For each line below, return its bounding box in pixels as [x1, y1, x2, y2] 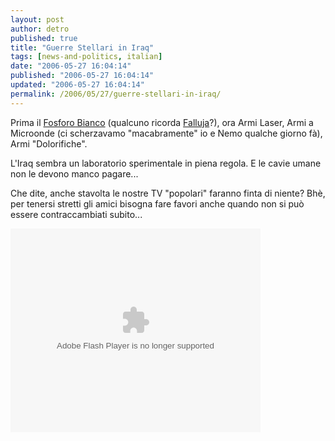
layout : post [10, 14, 65, 25]
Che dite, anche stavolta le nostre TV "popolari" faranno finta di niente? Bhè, [10, 187, 326, 199]
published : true [10, 33, 78, 43]
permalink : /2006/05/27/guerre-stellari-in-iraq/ [10, 89, 222, 99]
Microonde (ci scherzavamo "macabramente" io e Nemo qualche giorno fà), [10, 127, 323, 139]
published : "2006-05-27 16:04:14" [10, 71, 155, 81]
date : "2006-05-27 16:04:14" [10, 61, 132, 71]
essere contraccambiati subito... [10, 208, 143, 220]
